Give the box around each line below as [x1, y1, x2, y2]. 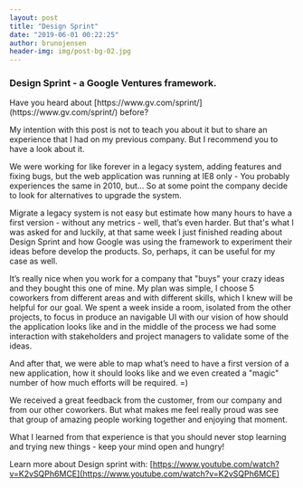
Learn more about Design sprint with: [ [9, 459, 154, 470]
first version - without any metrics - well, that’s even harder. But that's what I [9, 217, 294, 228]
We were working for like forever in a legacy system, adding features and [9, 161, 282, 172]
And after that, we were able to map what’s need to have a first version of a [9, 359, 289, 369]
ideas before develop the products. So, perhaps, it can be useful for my [9, 246, 276, 257]
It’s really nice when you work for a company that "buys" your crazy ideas [9, 273, 285, 284]
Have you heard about [9, 97, 92, 109]
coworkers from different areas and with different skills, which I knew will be [9, 292, 294, 303]
